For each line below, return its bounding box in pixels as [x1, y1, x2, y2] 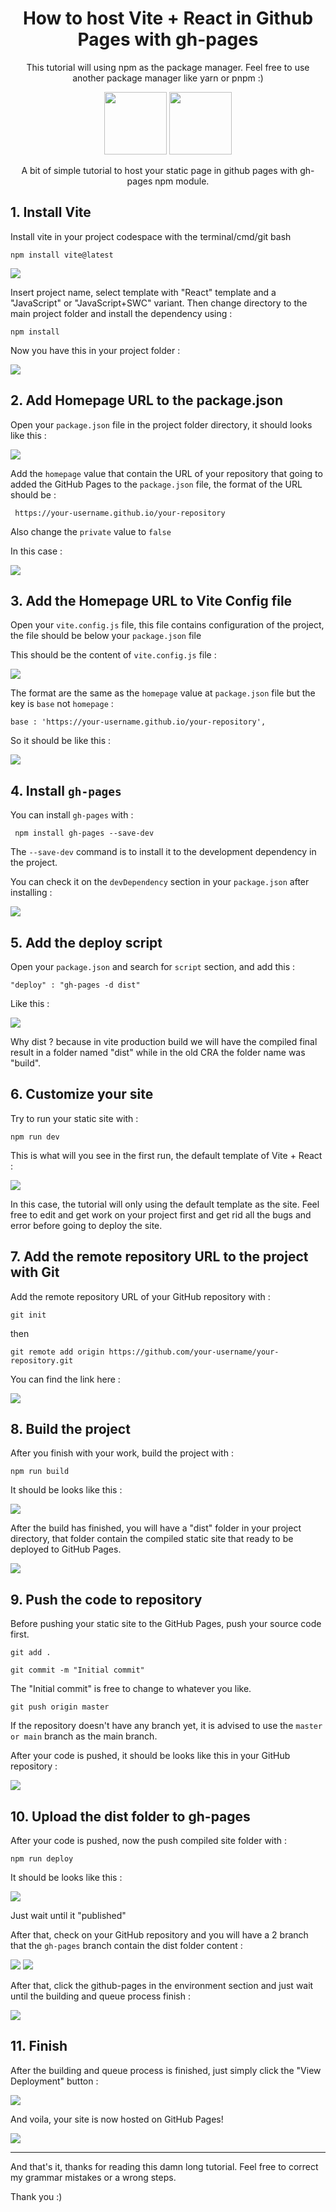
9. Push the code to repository [10, 1591, 203, 1608]
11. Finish [10, 2038, 68, 2055]
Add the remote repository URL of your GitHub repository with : [10, 1290, 271, 1302]
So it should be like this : [10, 735, 111, 747]
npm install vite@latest [10, 250, 114, 260]
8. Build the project [10, 1421, 131, 1438]
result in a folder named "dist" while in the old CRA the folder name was [10, 1047, 306, 1058]
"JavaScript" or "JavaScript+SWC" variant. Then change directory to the [10, 297, 308, 309]
